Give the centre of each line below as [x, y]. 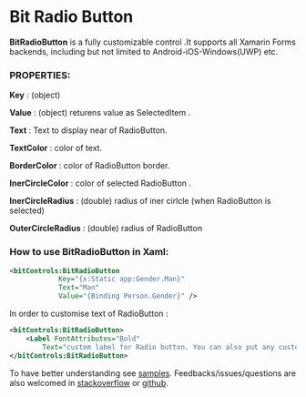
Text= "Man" [79, 288]
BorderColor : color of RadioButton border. [90, 166]
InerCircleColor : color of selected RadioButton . [100, 183]
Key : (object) [35, 95]
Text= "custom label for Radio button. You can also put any [158, 347]
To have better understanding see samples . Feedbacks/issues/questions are [153, 373]
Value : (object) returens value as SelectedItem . [100, 113]
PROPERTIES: [40, 75]
